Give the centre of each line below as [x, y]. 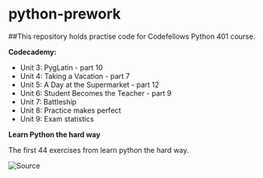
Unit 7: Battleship [48, 101]
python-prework [65, 14]
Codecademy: [33, 52]
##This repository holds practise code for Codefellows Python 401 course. [132, 36]
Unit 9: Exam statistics [57, 118]
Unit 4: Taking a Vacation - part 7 [75, 76]
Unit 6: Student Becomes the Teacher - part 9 [96, 93]
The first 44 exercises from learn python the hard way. [99, 150]
